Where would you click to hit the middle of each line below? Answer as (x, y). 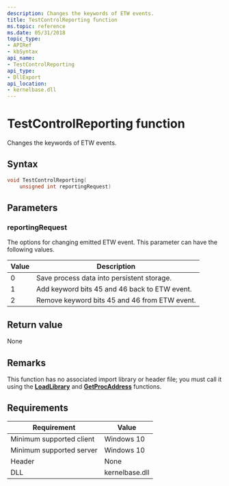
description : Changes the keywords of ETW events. (81, 13)
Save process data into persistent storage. (104, 278)
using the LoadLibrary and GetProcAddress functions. (84, 386)
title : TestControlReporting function (62, 20)
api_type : (21, 71)
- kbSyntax (23, 52)
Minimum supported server (54, 450)
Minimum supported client (53, 439)
